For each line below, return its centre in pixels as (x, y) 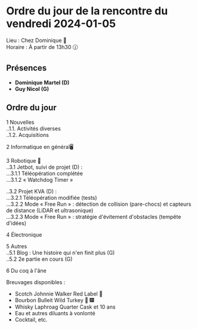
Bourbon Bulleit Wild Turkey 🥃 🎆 (54, 300)
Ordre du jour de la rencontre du (87, 11)
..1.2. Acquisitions (27, 135)
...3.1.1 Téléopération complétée (45, 173)
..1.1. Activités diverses (33, 128)
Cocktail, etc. (31, 319)
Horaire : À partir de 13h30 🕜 (42, 47)
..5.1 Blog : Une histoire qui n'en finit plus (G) (61, 252)
